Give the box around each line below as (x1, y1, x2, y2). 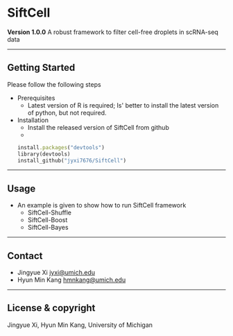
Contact (7, 250, 43, 262)
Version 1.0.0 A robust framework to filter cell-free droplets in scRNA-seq (7, 28, 218, 36)
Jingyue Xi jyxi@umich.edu (17, 269, 96, 276)
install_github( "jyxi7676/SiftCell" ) (17, 157, 127, 164)
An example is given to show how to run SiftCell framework (17, 201, 187, 210)
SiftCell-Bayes (27, 224, 69, 232)
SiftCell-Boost (27, 216, 68, 224)
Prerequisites (17, 94, 55, 102)
